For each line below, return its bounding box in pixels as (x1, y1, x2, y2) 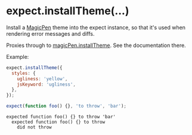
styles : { (11, 70, 36, 76)
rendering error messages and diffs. (6, 30, 95, 37)
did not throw (17, 124, 52, 130)
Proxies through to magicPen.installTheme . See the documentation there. (6, 42, 186, 49)
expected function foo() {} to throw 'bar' (6, 114, 116, 120)
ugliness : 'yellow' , (17, 76, 68, 81)
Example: (6, 53, 29, 60)
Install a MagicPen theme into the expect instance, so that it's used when (6, 24, 186, 31)
